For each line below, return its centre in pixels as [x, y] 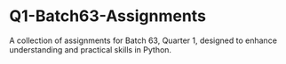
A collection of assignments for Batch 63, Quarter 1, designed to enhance [143, 40]
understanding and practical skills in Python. [90, 49]
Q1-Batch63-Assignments [108, 16]
